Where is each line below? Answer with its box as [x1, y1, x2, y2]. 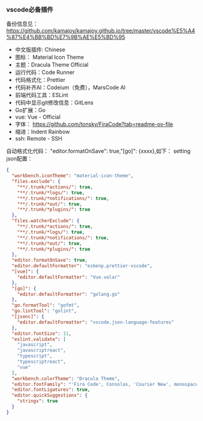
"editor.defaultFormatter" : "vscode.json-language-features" [17, 319, 174, 325]
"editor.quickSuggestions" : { [11, 393, 88, 399]
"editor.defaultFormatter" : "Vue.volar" [17, 274, 120, 280]
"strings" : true [17, 398, 59, 404]
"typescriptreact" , [17, 359, 66, 365]
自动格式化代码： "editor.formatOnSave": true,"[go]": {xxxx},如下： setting [6, 147, 191, 155]
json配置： [6, 155, 33, 162]
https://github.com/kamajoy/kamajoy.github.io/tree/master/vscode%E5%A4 [6, 27, 195, 35]
